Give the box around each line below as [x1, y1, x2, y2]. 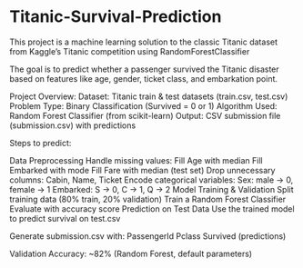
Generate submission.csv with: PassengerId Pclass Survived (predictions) [9, 230, 287, 242]
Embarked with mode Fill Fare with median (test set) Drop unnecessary [9, 164, 276, 175]
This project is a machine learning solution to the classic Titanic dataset [9, 36, 278, 47]
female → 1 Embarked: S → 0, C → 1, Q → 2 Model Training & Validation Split [9, 184, 294, 194]
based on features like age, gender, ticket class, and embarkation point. [9, 73, 278, 84]
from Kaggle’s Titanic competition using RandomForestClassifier [9, 45, 250, 56]
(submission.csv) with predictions [9, 120, 136, 131]
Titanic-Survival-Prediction [9, 6, 222, 27]
